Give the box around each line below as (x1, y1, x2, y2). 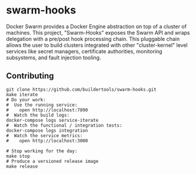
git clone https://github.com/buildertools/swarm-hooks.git (6, 86, 157, 93)
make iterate (6, 91, 38, 97)
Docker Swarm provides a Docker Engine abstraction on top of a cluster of (6, 23, 187, 30)
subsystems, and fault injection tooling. (6, 54, 101, 61)
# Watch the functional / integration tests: (6, 122, 122, 128)
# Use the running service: (6, 102, 78, 108)
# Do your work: (6, 97, 46, 103)
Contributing (6, 71, 54, 81)
